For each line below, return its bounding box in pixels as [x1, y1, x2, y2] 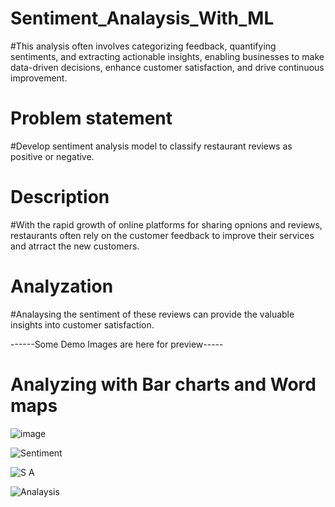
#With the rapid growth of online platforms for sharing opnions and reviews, [10, 218, 323, 231]
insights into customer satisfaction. [10, 318, 155, 331]
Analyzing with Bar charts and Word [10, 373, 317, 396]
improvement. [10, 72, 68, 84]
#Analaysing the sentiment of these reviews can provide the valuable [10, 308, 295, 320]
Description [10, 186, 110, 209]
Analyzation [10, 275, 114, 297]
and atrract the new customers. [10, 240, 140, 252]
